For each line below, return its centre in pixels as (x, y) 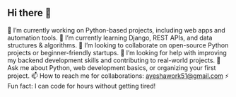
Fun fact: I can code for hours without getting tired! (82, 86)
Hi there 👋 (29, 13)
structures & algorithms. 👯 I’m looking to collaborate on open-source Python (118, 45)
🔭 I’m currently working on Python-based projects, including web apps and (117, 30)
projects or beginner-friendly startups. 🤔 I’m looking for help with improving (117, 52)
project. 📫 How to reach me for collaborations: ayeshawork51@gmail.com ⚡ (118, 76)
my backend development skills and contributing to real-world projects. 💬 (114, 60)
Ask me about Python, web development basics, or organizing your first (112, 67)
